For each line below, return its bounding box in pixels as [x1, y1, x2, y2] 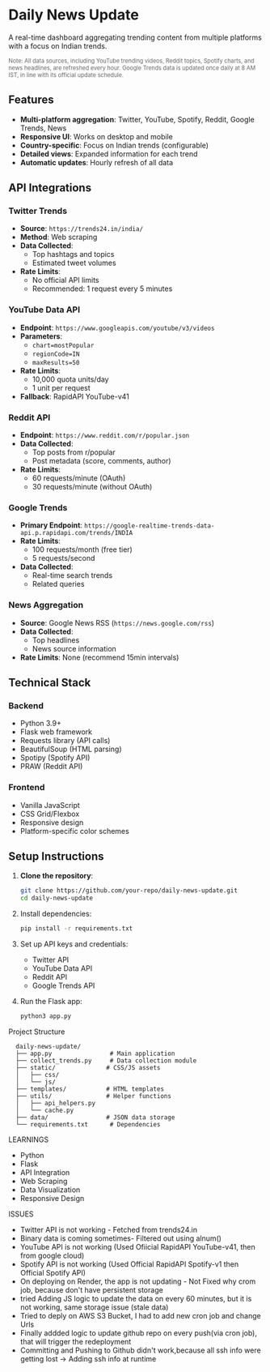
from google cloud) [19, 1250, 85, 1260]
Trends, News [19, 123, 67, 133]
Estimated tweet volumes [32, 258, 116, 268]
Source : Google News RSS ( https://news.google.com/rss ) [19, 618, 215, 627]
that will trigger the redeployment [19, 1336, 132, 1346]
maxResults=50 [32, 358, 80, 366]
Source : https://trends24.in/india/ [19, 224, 144, 233]
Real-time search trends [32, 571, 113, 580]
